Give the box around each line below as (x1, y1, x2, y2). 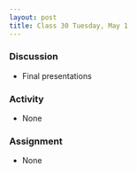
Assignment (9, 135, 64, 147)
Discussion (9, 51, 59, 63)
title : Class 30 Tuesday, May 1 (9, 21, 128, 30)
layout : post (9, 12, 57, 22)
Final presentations (21, 70, 93, 81)
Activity (9, 92, 44, 105)
